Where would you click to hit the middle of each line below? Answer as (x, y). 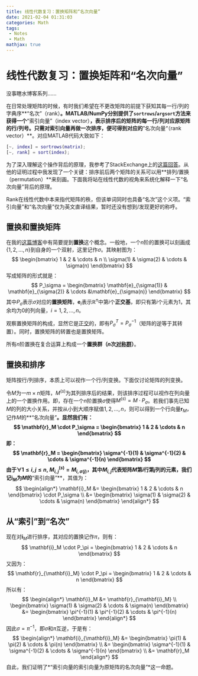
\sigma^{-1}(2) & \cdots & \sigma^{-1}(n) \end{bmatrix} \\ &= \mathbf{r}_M (99, 651)
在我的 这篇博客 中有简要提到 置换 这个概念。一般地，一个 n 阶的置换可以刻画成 (98, 242)
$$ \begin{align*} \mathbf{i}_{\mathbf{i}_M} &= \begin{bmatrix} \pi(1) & (99, 638)
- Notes (18, 34)
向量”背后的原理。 (33, 187)
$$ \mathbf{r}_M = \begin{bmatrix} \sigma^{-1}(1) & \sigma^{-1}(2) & (99, 453)
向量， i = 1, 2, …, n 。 (60, 310)
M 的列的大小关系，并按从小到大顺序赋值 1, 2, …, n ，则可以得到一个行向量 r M (97, 409)
